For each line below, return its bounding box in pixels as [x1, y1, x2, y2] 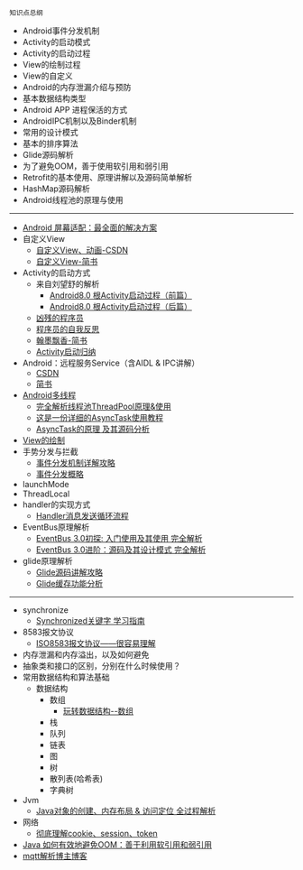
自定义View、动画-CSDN [35, 245, 129, 255]
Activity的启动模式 [22, 37, 91, 47]
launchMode [22, 479, 69, 489]
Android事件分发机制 [22, 25, 100, 36]
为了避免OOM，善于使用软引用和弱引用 [22, 161, 169, 171]
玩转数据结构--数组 [62, 706, 134, 716]
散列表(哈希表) [49, 773, 104, 783]
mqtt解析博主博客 [22, 851, 87, 861]
